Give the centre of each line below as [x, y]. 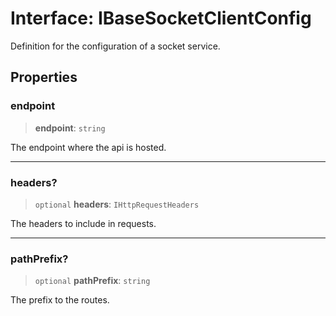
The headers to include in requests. [83, 223]
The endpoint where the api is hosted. [88, 147]
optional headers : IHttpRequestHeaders [117, 204]
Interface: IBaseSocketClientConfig [161, 18]
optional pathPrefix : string [92, 281]
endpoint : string [70, 128]
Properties [44, 77]
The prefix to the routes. [60, 300]
